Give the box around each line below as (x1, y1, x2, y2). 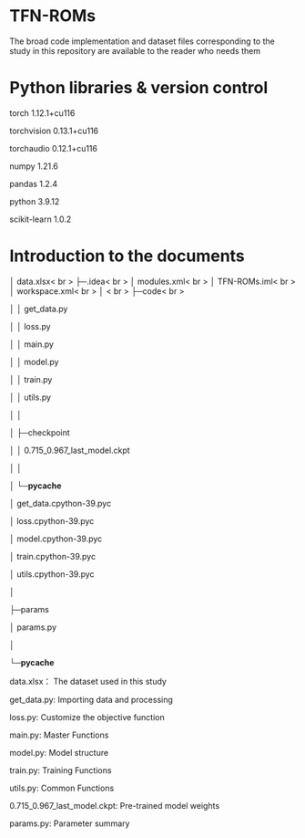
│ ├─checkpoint (9, 426, 70, 438)
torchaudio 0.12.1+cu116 (9, 142, 98, 153)
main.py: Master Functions (9, 729, 109, 740)
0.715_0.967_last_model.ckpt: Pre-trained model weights (9, 800, 220, 811)
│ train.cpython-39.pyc (9, 550, 97, 561)
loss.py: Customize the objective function (9, 711, 166, 722)
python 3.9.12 (9, 195, 60, 206)
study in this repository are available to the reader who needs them (9, 45, 261, 56)
